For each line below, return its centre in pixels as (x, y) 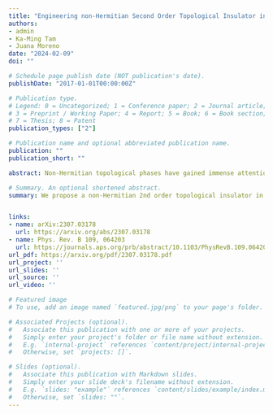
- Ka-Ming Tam (32, 39)
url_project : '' (36, 262)
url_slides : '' (34, 270)
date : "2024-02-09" (41, 54)
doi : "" (22, 62)
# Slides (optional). (45, 367)
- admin (22, 31)
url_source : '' (34, 277)
